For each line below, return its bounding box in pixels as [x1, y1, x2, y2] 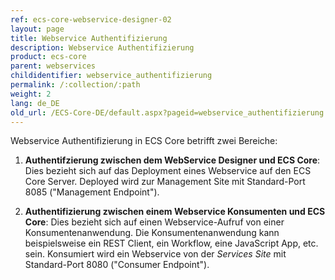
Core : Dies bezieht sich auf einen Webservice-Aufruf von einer [24, 216, 285, 228]
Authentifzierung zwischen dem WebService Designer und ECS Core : [24, 154, 321, 166]
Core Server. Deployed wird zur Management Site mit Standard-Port [24, 176, 306, 188]
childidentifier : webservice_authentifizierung [10, 71, 213, 81]
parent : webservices [10, 61, 97, 71]
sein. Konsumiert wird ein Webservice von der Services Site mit [24, 248, 287, 260]
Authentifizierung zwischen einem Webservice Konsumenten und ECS [24, 206, 326, 218]
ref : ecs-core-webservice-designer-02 [10, 14, 172, 25]
